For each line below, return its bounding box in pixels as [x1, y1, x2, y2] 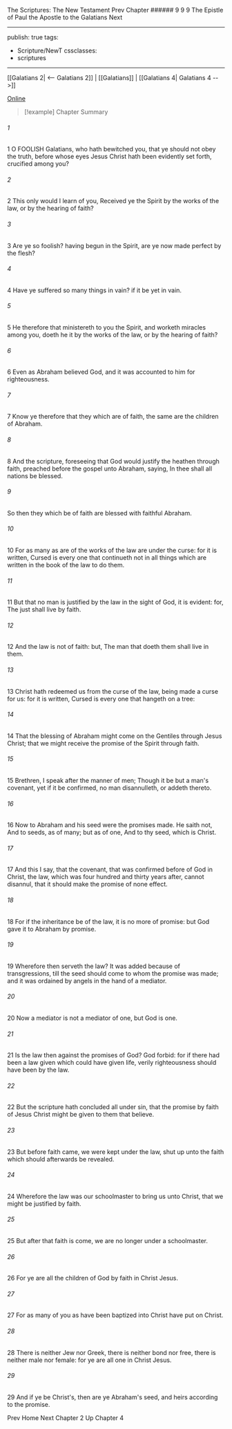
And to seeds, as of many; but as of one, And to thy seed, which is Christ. [7, 829, 216, 837]
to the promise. [7, 1400, 50, 1408]
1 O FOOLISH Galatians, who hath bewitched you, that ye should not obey [7, 145, 216, 153]
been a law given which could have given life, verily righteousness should [7, 1059, 217, 1067]
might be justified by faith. [7, 1199, 81, 1208]
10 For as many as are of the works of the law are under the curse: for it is [7, 546, 217, 555]
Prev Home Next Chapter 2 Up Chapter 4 [7, 1413, 124, 1422]
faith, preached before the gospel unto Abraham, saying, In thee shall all [7, 464, 213, 473]
